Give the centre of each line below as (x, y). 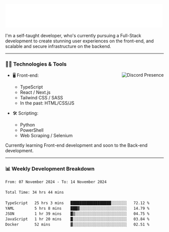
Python (27, 125)
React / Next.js (35, 92)
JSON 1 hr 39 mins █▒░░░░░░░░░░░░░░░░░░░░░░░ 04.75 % (77, 214)
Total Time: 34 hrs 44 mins (35, 193)
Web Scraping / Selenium (46, 136)
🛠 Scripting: (25, 113)
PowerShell (32, 130)
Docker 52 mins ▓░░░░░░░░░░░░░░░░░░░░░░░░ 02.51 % (77, 224)
